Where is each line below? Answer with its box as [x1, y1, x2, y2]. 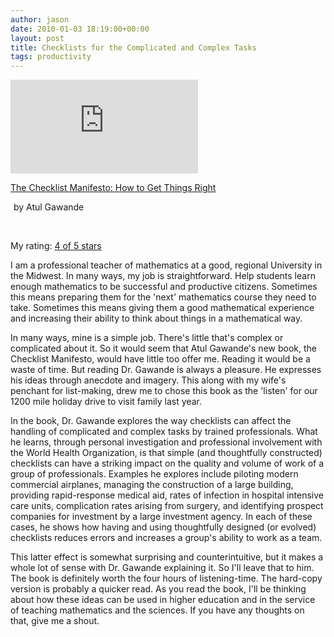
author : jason [10, 14, 70, 25]
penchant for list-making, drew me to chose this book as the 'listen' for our [10, 385, 318, 397]
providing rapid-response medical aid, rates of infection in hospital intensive [10, 489, 324, 501]
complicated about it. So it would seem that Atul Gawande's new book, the [10, 342, 317, 355]
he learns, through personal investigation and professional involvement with [10, 436, 323, 448]
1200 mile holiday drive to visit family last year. [10, 396, 202, 408]
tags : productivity [10, 52, 92, 62]
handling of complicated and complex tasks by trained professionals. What [10, 426, 318, 438]
